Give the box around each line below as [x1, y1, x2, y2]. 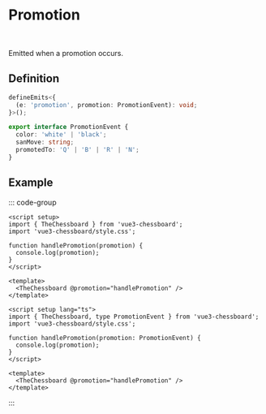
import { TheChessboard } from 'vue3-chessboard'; [8, 220, 183, 228]
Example [8, 176, 54, 190]
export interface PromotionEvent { [8, 123, 129, 132]
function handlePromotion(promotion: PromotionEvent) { [8, 334, 201, 342]
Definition [8, 71, 59, 86]
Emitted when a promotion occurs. [8, 48, 124, 58]
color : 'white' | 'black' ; [15, 131, 107, 139]
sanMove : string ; [15, 138, 75, 147]
